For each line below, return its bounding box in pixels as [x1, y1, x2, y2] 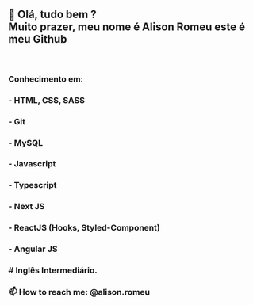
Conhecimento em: [8, 73, 84, 84]
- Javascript [8, 158, 56, 170]
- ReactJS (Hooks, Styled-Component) [8, 223, 160, 234]
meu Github [8, 32, 67, 46]
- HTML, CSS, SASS [8, 94, 86, 105]
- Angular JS [8, 243, 58, 254]
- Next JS [8, 201, 45, 212]
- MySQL [8, 137, 44, 148]
